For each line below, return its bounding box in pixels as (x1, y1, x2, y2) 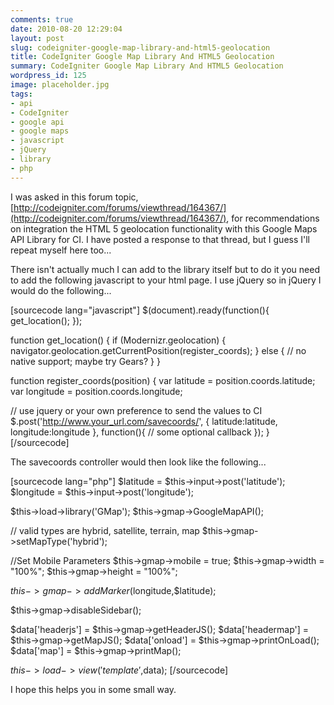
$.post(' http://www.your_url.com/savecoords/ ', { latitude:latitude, (10, 415, 278, 427)
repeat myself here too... (10, 244, 112, 256)
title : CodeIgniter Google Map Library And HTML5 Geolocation (10, 52, 275, 62)
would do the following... (10, 284, 112, 296)
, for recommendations (226, 212, 320, 224)
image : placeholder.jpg (10, 80, 110, 90)
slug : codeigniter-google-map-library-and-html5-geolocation (10, 42, 271, 53)
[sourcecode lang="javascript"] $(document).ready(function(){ (10, 304, 270, 316)
